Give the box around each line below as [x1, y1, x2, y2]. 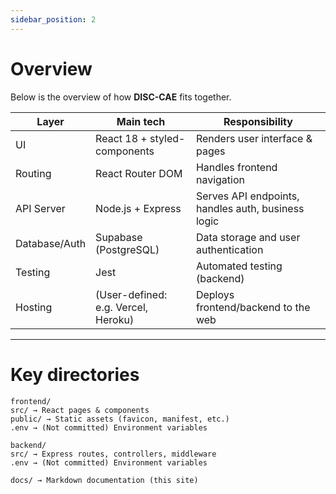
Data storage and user [195, 230, 301, 244]
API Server [15, 201, 66, 215]
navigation [195, 172, 245, 186]
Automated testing [195, 259, 283, 273]
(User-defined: [95, 287, 168, 301]
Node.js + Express [95, 201, 182, 215]
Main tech [116, 114, 166, 128]
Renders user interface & [195, 131, 313, 145]
